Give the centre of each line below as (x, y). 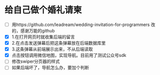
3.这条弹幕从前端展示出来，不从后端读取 (52, 49)
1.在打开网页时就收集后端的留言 (43, 37)
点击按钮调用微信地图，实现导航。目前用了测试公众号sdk (69, 55)
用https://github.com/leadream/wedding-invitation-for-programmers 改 (83, 25)
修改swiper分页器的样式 (36, 61)
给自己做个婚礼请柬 (43, 10)
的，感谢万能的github (33, 31)
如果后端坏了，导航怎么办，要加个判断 (50, 68)
